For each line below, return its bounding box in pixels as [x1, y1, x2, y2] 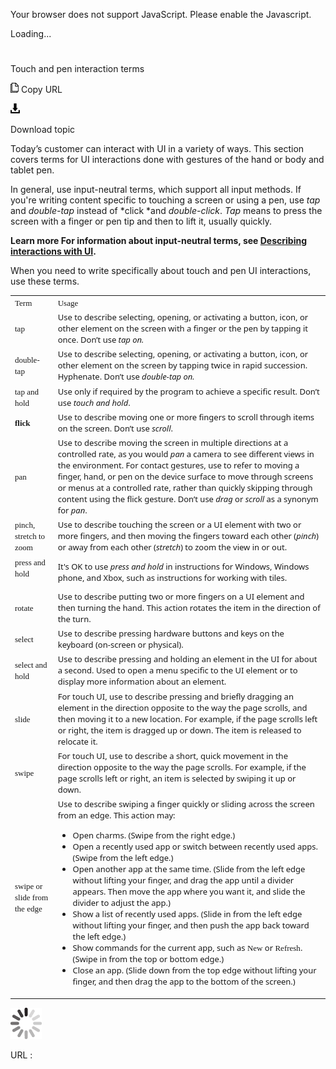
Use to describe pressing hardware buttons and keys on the [57, 627, 285, 640]
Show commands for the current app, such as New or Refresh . [72, 942, 303, 954]
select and [14, 660, 48, 671]
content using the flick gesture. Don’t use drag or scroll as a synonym [57, 493, 319, 506]
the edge [14, 904, 43, 914]
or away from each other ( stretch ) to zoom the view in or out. [57, 541, 288, 554]
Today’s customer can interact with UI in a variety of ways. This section [10, 143, 305, 155]
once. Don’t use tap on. [57, 334, 145, 346]
